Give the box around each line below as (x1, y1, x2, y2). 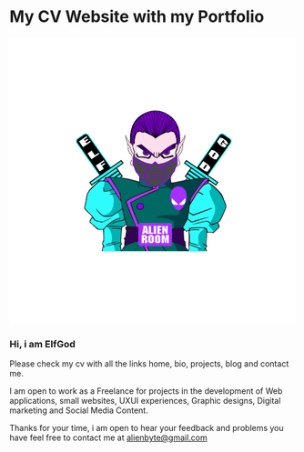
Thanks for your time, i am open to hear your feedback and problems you (9, 423, 284, 434)
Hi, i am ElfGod (9, 337, 76, 350)
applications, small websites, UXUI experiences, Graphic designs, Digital (9, 396, 281, 407)
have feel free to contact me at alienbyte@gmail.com (9, 432, 208, 443)
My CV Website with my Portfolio (9, 6, 265, 27)
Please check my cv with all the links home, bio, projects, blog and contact (9, 358, 289, 369)
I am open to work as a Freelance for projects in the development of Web (9, 386, 283, 397)
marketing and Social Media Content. (9, 405, 148, 416)
